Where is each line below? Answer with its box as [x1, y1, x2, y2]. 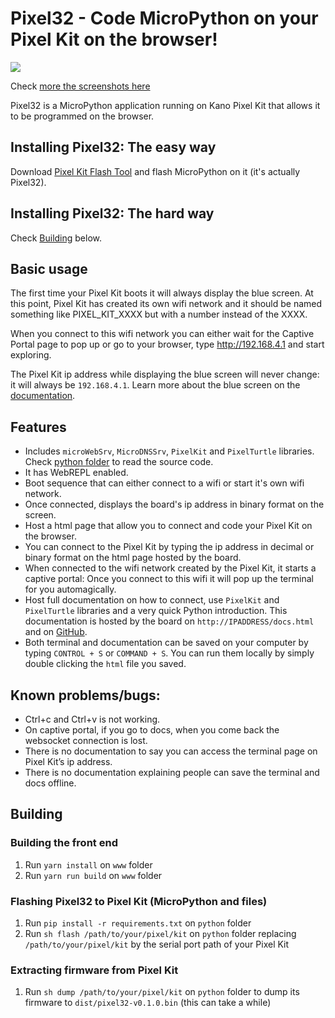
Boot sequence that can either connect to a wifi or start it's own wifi [24, 477, 305, 489]
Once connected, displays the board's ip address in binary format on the [24, 498, 325, 511]
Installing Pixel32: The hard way [10, 205, 215, 222]
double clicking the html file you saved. [24, 658, 187, 670]
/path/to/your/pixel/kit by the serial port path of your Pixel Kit [24, 938, 290, 950]
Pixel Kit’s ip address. [24, 756, 113, 767]
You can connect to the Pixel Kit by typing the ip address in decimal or [24, 541, 315, 553]
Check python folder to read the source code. [24, 456, 214, 468]
